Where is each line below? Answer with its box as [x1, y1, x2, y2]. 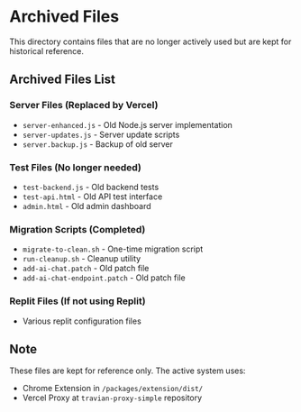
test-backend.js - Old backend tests [22, 181, 160, 192]
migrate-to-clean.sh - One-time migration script [22, 243, 204, 254]
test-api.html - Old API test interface [22, 191, 163, 202]
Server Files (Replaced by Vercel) [9, 99, 159, 112]
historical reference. [9, 45, 84, 56]
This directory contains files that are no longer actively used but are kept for [9, 36, 292, 47]
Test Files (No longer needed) [9, 160, 141, 173]
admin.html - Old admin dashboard [22, 200, 151, 211]
